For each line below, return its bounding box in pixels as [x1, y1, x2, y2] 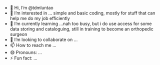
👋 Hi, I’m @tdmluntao [9, 5, 53, 10]
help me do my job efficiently [9, 15, 70, 21]
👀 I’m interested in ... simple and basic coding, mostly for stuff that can [9, 10, 155, 16]
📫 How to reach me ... [9, 42, 56, 48]
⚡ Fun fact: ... [9, 55, 37, 61]
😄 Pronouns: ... [9, 49, 42, 55]
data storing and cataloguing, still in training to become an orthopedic [9, 26, 153, 32]
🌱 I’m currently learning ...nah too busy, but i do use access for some [9, 20, 152, 26]
